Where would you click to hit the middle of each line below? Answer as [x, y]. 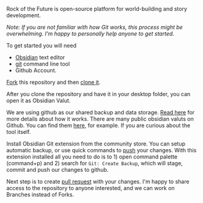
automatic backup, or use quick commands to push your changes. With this [102, 150]
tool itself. [19, 132]
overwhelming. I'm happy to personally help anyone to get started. [90, 34]
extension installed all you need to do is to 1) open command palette [92, 157]
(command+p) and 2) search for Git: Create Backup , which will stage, [95, 163]
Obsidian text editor [40, 57]
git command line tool [42, 64]
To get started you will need [41, 46]
